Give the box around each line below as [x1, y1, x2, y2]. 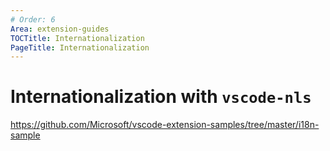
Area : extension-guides [10, 24, 110, 34]
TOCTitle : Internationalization [10, 33, 145, 43]
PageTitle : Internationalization [10, 42, 150, 53]
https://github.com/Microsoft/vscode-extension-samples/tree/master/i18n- [10, 119, 320, 131]
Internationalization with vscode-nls [10, 86, 312, 108]
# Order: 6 [10, 14, 56, 25]
